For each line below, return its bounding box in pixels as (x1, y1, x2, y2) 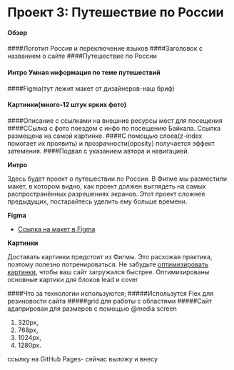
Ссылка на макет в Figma (17, 224, 96, 233)
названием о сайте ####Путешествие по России (7, 51, 157, 61)
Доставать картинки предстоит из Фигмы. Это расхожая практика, (7, 252, 213, 261)
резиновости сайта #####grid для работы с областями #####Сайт (7, 296, 213, 305)
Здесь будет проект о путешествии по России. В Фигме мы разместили (7, 174, 227, 183)
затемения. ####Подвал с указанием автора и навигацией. (7, 146, 189, 155)
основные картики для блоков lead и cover (7, 275, 138, 284)
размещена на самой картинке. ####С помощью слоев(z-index (7, 131, 203, 140)
